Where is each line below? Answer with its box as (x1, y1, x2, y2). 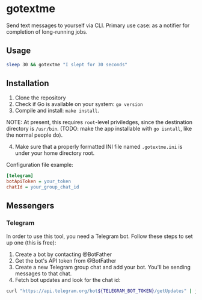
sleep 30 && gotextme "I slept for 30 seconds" (6, 61, 128, 67)
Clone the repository (14, 94, 66, 101)
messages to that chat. (14, 270, 72, 277)
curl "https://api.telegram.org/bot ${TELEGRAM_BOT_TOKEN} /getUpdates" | (6, 288, 192, 294)
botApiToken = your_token (6, 178, 71, 185)
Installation (6, 78, 49, 89)
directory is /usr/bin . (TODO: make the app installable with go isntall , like (6, 125, 192, 133)
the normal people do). (6, 131, 63, 139)
